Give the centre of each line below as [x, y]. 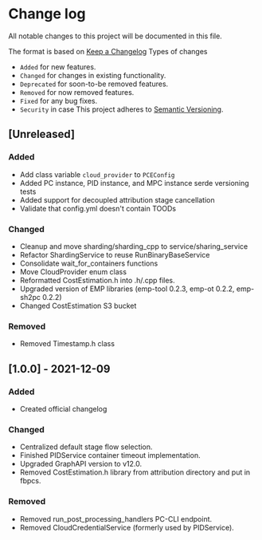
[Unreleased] [42, 134]
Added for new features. [58, 67]
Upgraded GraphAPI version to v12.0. [80, 464]
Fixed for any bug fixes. [59, 101]
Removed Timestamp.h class [67, 344]
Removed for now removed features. [77, 92]
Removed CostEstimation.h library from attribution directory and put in [135, 472]
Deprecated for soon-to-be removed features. [94, 84]
